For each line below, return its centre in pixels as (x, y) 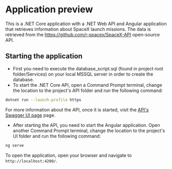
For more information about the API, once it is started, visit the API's (77, 109)
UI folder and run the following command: (57, 136)
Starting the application (44, 56)
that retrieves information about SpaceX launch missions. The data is (78, 29)
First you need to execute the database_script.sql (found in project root (88, 68)
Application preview (49, 10)
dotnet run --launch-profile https (43, 100)
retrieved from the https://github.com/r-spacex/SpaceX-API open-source (83, 34)
